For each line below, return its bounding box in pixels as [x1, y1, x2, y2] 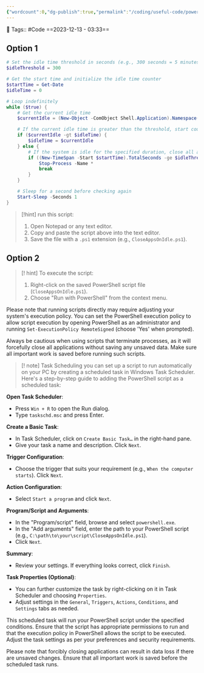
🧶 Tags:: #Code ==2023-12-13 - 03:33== [6, 26, 110, 33]
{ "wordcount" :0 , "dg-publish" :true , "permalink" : [6, 9, 129, 15]
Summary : [6, 549, 33, 557]
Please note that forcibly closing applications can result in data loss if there [6, 647, 194, 655]
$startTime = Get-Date [6, 82, 64, 88]
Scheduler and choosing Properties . [15, 591, 107, 599]
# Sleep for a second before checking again [17, 188, 132, 195]
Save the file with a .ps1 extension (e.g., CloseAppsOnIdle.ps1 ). [30, 235, 187, 242]
